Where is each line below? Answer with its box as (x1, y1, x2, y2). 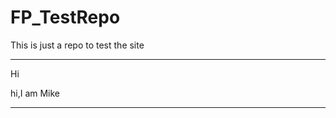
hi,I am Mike (10, 87, 61, 99)
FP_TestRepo (10, 6, 121, 29)
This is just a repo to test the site (10, 39, 145, 51)
